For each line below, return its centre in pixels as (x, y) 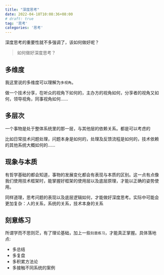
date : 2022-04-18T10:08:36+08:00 (39, 14)
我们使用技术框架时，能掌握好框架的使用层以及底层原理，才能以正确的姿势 (80, 181)
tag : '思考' (16, 23)
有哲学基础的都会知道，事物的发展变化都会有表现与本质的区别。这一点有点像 (82, 175)
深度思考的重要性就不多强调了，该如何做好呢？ (52, 43)
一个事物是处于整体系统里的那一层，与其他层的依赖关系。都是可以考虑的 (78, 128)
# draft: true (20, 19)
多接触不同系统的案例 (33, 268)
